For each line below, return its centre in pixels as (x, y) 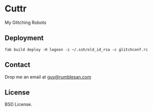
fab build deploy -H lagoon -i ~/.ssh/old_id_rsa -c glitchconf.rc (76, 50)
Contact (17, 65)
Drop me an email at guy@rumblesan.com (48, 77)
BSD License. (18, 105)
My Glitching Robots (25, 22)
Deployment (24, 38)
